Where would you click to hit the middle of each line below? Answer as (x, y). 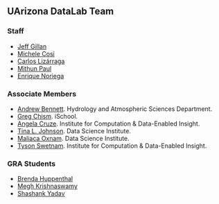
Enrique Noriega (41, 76)
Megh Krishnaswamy (47, 186)
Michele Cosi (36, 53)
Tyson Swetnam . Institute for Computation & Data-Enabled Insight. (112, 146)
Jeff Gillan (32, 46)
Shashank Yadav (41, 194)
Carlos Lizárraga (41, 61)
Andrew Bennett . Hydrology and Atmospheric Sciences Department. (115, 109)
